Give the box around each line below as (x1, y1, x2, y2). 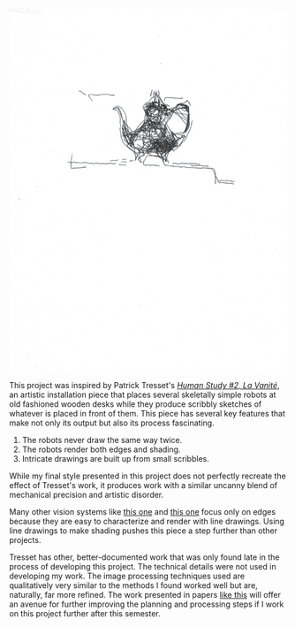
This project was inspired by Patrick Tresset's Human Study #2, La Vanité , (9, 380, 280, 391)
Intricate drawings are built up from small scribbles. (21, 454, 209, 464)
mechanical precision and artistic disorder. (9, 490, 164, 501)
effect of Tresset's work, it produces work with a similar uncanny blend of (9, 480, 278, 491)
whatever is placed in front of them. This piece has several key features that (9, 409, 285, 419)
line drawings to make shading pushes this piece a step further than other (9, 525, 278, 536)
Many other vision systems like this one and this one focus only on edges (9, 507, 276, 517)
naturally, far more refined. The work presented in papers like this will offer (9, 590, 281, 600)
